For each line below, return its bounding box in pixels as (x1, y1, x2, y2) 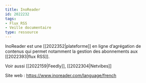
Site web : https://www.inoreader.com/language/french (5, 73, 117, 78)
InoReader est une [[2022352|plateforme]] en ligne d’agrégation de (5, 43, 141, 49)
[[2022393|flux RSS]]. (5, 54, 50, 59)
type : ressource (5, 30, 38, 35)
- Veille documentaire (5, 25, 51, 30)
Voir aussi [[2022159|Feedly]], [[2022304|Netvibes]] (5, 63, 112, 69)
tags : (5, 16, 16, 21)
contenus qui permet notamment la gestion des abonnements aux (5, 48, 138, 54)
